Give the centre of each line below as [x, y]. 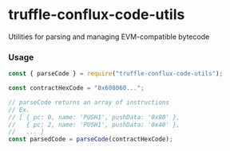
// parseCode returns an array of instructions [89, 102]
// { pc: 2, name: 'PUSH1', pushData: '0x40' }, [94, 125]
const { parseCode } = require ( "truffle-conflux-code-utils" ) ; [116, 74]
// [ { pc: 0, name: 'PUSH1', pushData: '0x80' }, [94, 117]
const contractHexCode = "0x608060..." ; [77, 88]
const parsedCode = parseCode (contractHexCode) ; [91, 139]
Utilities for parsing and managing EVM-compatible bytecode [109, 37]
